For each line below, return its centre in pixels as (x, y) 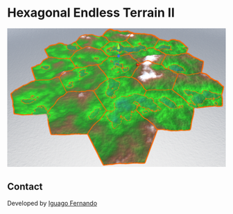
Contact (25, 187)
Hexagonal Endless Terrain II (91, 13)
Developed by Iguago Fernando (52, 204)
